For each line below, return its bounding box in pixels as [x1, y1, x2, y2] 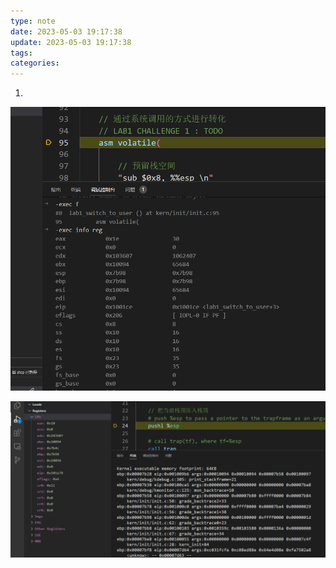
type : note [10, 16, 56, 26]
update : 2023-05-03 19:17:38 [10, 37, 132, 47]
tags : [10, 48, 33, 58]
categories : [10, 58, 60, 69]
